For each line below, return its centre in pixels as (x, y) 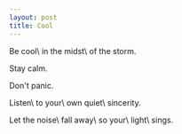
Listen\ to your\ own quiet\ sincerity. (75, 102)
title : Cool (31, 26)
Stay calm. (28, 68)
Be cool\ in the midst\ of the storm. (73, 51)
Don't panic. (32, 85)
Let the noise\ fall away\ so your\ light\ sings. (91, 120)
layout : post (33, 17)
